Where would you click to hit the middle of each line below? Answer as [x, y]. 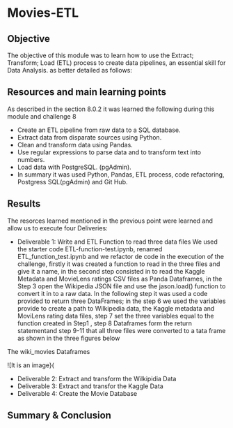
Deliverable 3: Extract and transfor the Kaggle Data [90, 386]
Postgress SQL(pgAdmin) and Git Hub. [72, 182]
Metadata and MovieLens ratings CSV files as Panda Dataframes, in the [120, 279]
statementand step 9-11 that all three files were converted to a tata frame [121, 330]
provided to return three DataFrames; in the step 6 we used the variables [121, 301]
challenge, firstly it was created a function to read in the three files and [119, 264]
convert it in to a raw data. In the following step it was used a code [112, 293]
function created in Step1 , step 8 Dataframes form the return [105, 323]
